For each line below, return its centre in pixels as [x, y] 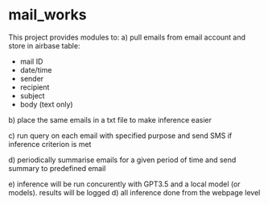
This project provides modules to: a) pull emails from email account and [127, 37]
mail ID [31, 61]
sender [32, 78]
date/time [36, 69]
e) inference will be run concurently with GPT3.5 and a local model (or [124, 184]
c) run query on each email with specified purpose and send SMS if [120, 136]
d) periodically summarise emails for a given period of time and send [122, 160]
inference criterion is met [50, 144]
